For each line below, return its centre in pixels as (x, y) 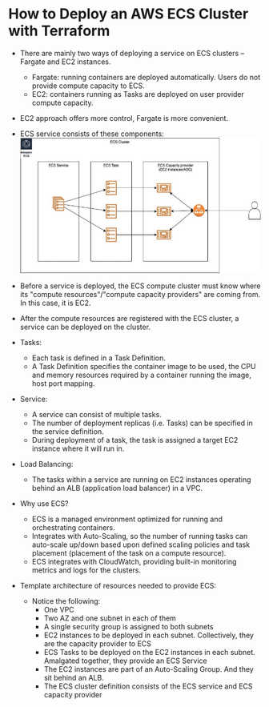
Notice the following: (66, 601)
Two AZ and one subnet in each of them (110, 618)
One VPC (59, 609)
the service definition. (68, 431)
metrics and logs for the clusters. (86, 570)
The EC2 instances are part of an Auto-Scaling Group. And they (149, 669)
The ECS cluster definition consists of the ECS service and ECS (149, 686)
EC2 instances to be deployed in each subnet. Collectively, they (149, 635)
